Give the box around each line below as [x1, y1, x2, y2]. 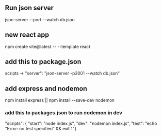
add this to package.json [5, 58, 81, 66]
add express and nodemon [5, 84, 87, 92]
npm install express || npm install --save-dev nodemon [5, 97, 115, 103]
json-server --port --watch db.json [5, 16, 75, 22]
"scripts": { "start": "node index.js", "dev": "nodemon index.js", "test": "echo [5, 121, 157, 126]
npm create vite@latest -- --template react [5, 44, 91, 49]
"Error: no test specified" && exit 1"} [5, 125, 77, 131]
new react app [5, 31, 49, 39]
